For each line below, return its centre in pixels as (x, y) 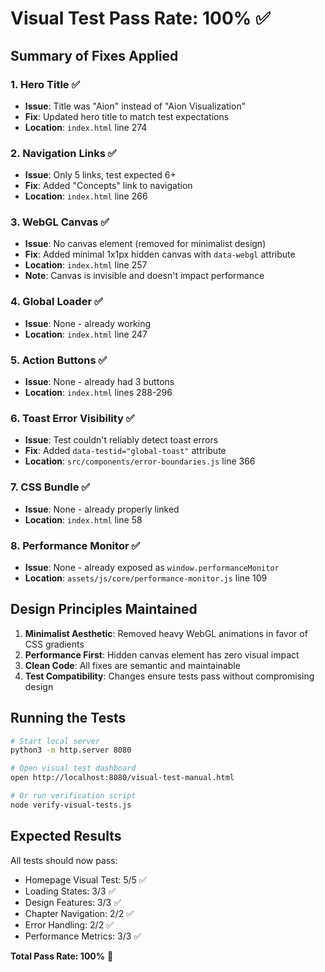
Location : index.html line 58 (83, 519)
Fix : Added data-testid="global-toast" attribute (125, 451)
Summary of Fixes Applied (94, 55)
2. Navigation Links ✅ (63, 153)
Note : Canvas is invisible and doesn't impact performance (144, 276)
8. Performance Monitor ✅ (75, 545)
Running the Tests (68, 718)
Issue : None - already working (88, 323)
